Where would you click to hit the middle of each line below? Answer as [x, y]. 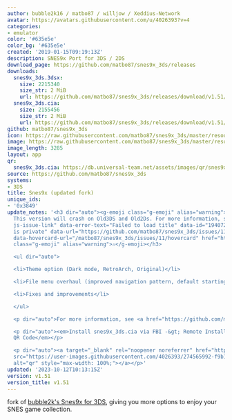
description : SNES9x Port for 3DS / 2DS [66, 59]
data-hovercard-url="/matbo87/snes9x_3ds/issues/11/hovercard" [106, 238]
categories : [24, 26]
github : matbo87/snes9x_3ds [48, 129]
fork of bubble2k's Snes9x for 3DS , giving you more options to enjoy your [112, 402]
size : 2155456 [40, 110]
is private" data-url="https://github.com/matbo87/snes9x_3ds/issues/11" [122, 232]
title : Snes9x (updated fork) [51, 193]
